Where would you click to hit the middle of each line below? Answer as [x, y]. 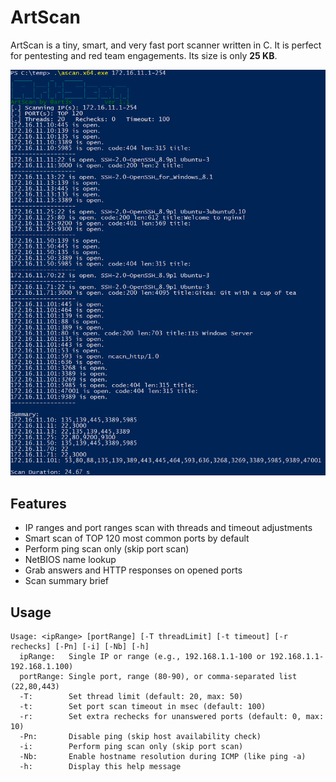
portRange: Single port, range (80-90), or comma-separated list [158, 676]
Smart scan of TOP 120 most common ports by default [137, 538]
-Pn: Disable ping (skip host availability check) [140, 736]
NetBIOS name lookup [70, 560]
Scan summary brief [67, 581]
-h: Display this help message [100, 766]
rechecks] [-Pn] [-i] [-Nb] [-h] [80, 646]
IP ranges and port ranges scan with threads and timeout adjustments [168, 528]
